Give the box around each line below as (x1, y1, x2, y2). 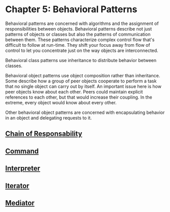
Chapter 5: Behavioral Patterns (5, 4, 138, 15)
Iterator (5, 181, 29, 190)
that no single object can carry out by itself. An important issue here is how (5, 83, 162, 89)
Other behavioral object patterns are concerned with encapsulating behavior (5, 109, 165, 115)
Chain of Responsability (5, 130, 82, 138)
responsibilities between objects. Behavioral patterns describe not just (5, 25, 152, 32)
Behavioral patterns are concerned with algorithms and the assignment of (5, 20, 159, 26)
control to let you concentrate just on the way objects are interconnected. (5, 47, 158, 53)
